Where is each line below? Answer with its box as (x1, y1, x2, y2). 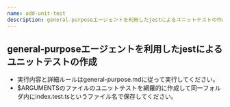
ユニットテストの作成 (7, 56, 97, 67)
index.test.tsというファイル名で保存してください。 (35, 93, 177, 101)
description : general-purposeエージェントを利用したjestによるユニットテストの (7, 16, 218, 23)
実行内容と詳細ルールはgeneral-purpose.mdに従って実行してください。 (16, 76, 219, 84)
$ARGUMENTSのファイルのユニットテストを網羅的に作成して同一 (16, 84, 203, 92)
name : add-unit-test (7, 10, 66, 17)
